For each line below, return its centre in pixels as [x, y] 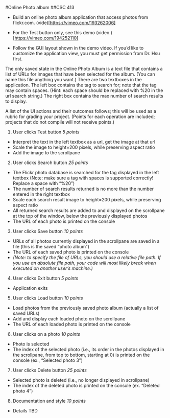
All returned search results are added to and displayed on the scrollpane [89, 211]
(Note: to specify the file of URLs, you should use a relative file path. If [87, 257]
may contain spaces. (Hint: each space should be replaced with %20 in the [84, 90]
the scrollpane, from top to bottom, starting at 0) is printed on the [81, 355]
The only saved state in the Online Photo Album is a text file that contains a [84, 69]
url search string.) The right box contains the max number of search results [84, 96]
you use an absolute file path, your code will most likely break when [84, 263]
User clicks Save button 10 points [48, 231]
